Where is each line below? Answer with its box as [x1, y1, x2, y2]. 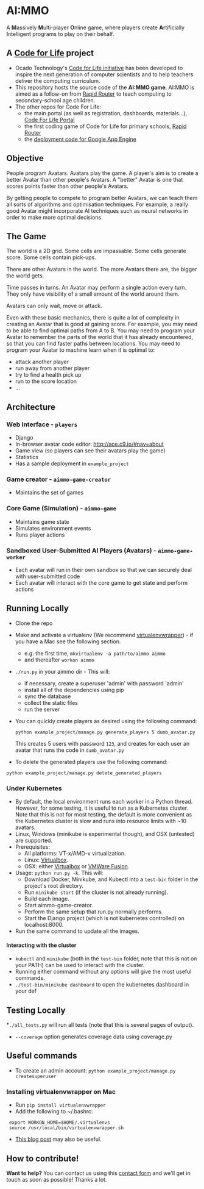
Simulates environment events [15, 524, 91, 532]
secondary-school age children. [15, 96, 96, 104]
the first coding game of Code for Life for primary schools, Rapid [24, 123, 187, 130]
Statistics [15, 454, 39, 461]
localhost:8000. [24, 921, 64, 929]
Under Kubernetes [6, 784, 62, 793]
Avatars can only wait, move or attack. [6, 302, 102, 310]
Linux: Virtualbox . [24, 856, 69, 863]
